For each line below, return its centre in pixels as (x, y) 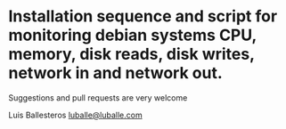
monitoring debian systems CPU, (133, 35)
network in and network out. (116, 73)
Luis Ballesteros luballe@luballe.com (76, 115)
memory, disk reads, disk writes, (131, 54)
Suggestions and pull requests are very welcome (98, 97)
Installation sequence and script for (143, 16)
